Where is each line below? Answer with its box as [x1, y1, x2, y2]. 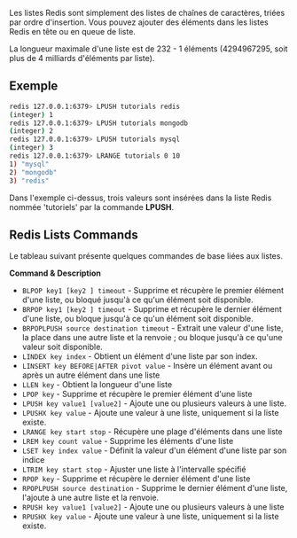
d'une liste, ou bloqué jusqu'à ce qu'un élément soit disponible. [21, 294, 254, 305]
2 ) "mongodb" [9, 168, 58, 176]
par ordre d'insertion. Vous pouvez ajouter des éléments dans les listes [9, 17, 269, 27]
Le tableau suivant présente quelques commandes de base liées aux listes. [9, 251, 284, 261]
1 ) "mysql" [9, 160, 50, 168]
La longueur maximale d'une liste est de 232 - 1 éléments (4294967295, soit [9, 43, 288, 54]
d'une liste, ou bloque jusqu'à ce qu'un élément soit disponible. [21, 314, 254, 324]
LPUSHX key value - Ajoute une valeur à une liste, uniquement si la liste [21, 408, 279, 418]
